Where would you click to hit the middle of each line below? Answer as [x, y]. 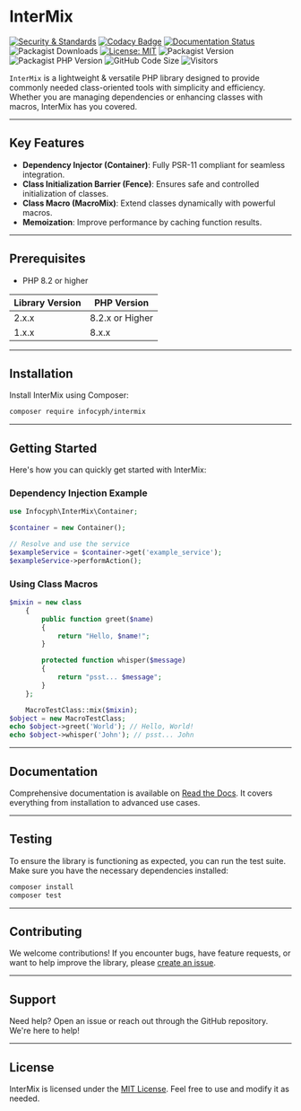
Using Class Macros [54, 584]
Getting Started [53, 448]
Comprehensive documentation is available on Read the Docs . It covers [141, 793]
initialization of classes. [65, 193]
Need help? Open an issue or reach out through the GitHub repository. [139, 1021]
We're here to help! [45, 1031]
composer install [42, 886]
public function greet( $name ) [98, 619]
